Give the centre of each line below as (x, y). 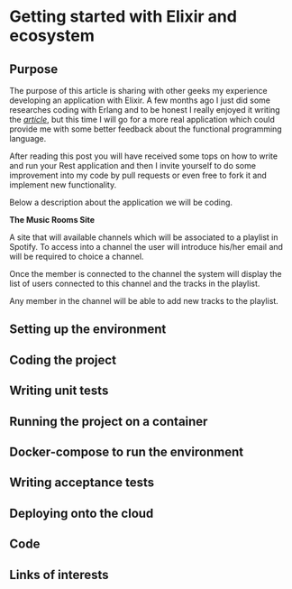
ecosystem (52, 36)
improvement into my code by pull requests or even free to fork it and (138, 175)
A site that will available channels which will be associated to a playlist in (144, 237)
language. (28, 138)
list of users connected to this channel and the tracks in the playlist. (135, 283)
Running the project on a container (109, 421)
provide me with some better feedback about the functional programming (146, 129)
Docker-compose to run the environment (127, 451)
